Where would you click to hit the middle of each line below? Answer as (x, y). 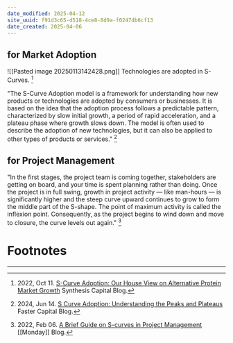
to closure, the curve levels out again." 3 (64, 222)
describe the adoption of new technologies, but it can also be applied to (110, 130)
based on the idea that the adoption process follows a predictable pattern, (113, 108)
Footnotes (37, 251)
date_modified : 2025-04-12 (46, 14)
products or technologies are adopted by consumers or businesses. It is (110, 101)
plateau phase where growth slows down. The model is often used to (106, 123)
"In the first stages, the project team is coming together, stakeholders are (112, 177)
